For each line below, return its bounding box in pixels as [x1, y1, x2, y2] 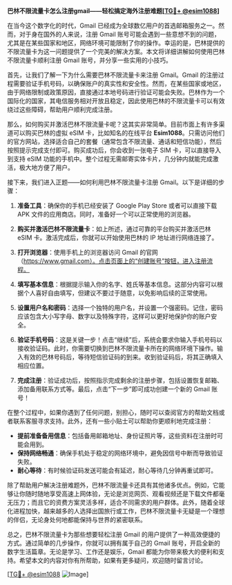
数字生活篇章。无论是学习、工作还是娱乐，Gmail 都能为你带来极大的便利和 [7, 548, 219, 556]
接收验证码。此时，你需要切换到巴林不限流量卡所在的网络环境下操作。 [17, 344, 217, 352]
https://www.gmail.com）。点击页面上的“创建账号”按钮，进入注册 [23, 257, 207, 265]
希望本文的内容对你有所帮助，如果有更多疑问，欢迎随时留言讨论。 [19, 557, 207, 564]
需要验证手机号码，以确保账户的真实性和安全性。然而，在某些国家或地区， [12, 80, 225, 87]
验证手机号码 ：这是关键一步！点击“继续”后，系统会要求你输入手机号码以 [17, 336, 223, 343]
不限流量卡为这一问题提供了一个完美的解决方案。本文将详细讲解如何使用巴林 [7, 48, 225, 55]
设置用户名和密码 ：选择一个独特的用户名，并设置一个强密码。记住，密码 [17, 304, 223, 312]
